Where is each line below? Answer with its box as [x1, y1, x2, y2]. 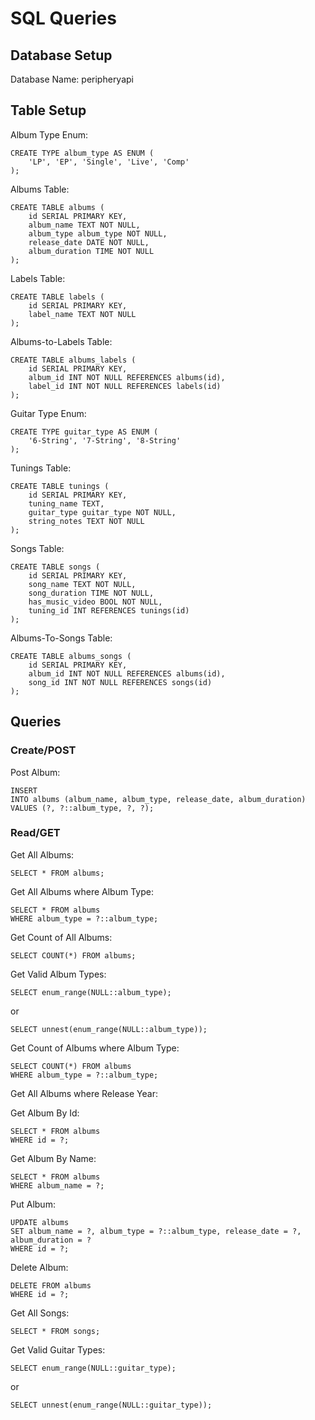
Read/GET [10, 826, 61, 840]
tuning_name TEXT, [28, 498, 105, 509]
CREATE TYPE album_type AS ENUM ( [10, 148, 155, 158]
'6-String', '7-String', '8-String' [28, 435, 182, 446]
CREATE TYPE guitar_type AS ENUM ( [10, 427, 159, 437]
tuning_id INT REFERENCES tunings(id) [28, 605, 190, 616]
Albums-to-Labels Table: [10, 335, 113, 347]
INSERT [10, 785, 38, 796]
